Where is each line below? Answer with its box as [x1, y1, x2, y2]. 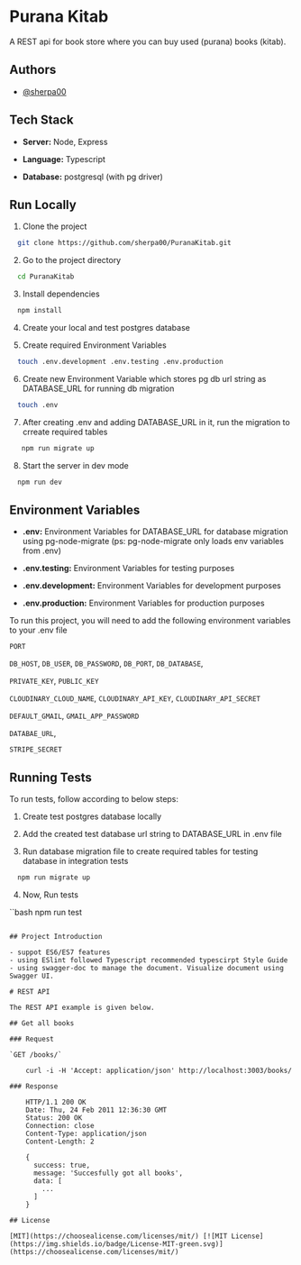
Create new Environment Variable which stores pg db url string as [22, 373, 267, 384]
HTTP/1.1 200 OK [25, 1097, 87, 1106]
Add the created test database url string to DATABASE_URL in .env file [22, 829, 282, 840]
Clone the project [22, 221, 87, 232]
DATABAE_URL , [9, 728, 57, 739]
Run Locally [9, 196, 77, 213]
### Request [9, 1034, 54, 1043]
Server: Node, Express [22, 136, 108, 147]
